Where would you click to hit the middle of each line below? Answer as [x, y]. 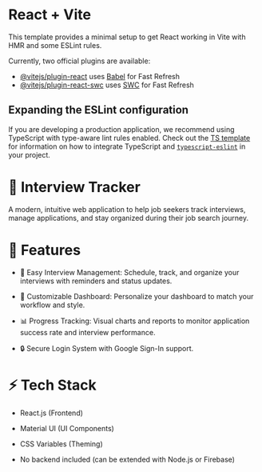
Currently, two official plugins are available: [79, 61]
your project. [29, 154]
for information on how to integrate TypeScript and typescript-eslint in [127, 146]
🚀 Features [45, 250]
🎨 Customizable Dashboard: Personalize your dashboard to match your [137, 296]
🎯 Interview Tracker [75, 187]
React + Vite [50, 15]
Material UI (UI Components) [67, 428]
